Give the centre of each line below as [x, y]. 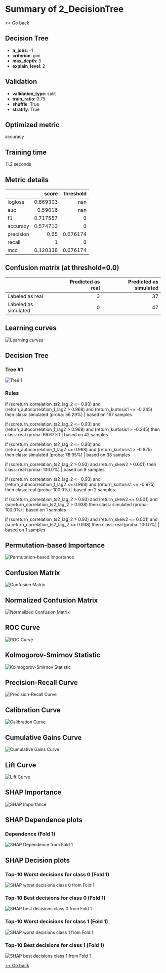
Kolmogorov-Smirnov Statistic [53, 655]
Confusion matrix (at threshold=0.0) [62, 268]
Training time [26, 152]
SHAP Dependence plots [44, 820]
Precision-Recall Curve [41, 683]
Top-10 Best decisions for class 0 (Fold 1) [55, 898]
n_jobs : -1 [22, 50]
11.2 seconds [18, 164]
